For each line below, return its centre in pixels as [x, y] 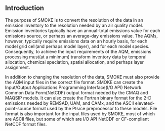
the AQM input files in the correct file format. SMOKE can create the [74, 82]
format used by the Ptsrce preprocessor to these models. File [95, 108]
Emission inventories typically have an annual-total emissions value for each [83, 30]
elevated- [145, 103]
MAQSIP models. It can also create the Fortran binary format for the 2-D [78, 98]
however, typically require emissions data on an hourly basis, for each [76, 41]
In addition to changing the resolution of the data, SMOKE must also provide [82, 77]
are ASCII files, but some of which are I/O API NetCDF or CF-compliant [77, 119]
